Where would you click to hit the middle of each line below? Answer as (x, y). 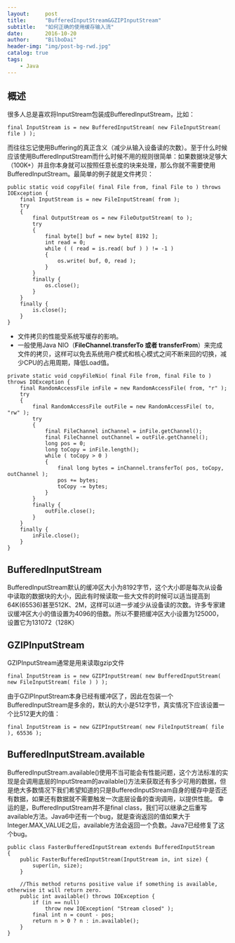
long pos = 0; (65, 444)
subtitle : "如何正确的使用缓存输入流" (61, 27)
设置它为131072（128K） (43, 623)
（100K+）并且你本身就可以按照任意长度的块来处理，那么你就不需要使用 (112, 165)
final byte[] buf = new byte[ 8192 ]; (101, 237)
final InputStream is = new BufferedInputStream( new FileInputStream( (114, 128)
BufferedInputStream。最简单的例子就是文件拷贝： (81, 174)
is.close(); (50, 310)
